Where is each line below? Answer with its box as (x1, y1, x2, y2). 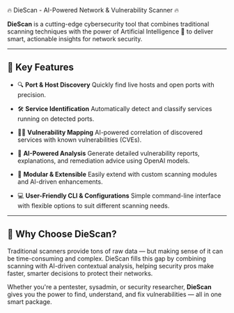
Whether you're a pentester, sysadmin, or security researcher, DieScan (7, 282, 212, 291)
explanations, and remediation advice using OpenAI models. (17, 156, 190, 165)
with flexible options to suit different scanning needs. (17, 201, 170, 210)
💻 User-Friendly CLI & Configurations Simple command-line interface (17, 191, 221, 200)
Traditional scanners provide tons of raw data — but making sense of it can (7, 247, 224, 255)
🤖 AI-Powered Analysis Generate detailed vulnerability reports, (17, 149, 200, 157)
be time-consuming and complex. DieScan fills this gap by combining (7, 254, 207, 263)
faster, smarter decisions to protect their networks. (7, 269, 153, 277)
